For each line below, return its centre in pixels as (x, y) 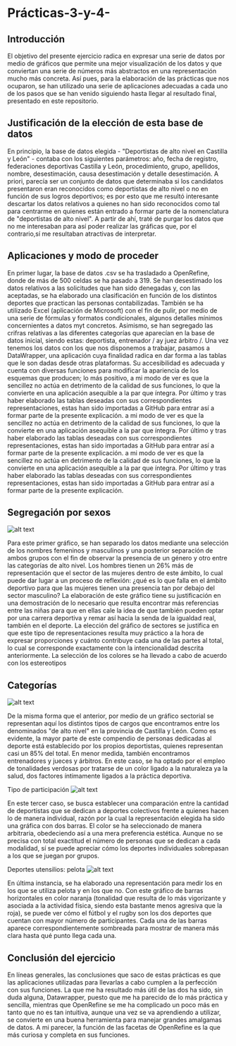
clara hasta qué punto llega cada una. (62, 936)
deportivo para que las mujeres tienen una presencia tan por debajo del (111, 588)
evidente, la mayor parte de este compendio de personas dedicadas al (110, 738)
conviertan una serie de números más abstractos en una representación (112, 71)
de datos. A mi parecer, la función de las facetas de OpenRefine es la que (114, 1028)
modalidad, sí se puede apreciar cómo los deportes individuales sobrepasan (118, 848)
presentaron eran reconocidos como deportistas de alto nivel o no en (108, 188)
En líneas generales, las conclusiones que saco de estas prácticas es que (114, 975)
